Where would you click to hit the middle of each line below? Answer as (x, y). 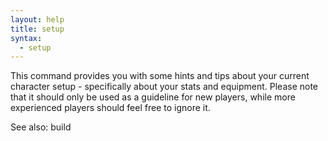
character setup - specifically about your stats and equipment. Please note (164, 87)
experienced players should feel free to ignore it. (110, 108)
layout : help (37, 19)
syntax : (26, 38)
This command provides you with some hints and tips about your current (160, 76)
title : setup (37, 29)
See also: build (41, 127)
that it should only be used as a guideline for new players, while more (153, 97)
